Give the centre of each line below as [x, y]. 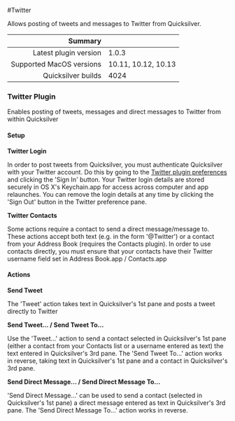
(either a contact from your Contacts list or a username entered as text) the [115, 345]
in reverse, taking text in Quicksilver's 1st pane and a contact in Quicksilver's [117, 361]
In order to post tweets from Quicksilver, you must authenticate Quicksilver [115, 165]
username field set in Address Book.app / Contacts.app [87, 258]
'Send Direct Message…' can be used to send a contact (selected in [105, 395]
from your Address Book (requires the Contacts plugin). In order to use [109, 244]
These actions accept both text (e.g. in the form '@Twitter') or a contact [111, 236]
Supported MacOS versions [56, 64]
